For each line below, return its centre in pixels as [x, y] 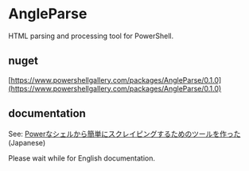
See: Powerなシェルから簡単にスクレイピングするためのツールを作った [124, 134]
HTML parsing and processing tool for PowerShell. [91, 36]
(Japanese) [27, 142]
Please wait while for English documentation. [82, 158]
